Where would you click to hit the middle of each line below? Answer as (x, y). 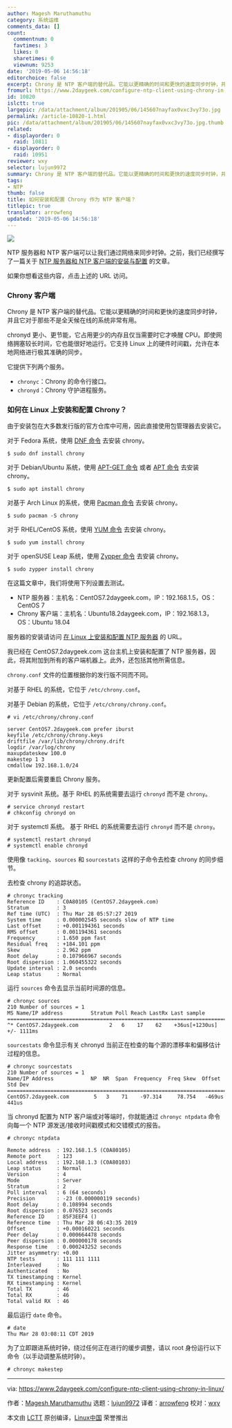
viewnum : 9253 (33, 65)
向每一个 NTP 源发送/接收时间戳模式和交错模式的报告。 (86, 1125)
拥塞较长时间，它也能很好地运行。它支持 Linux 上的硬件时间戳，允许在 (113, 343)
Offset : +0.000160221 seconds (66, 1229)
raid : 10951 (31, 155)
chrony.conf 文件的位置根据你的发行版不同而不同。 (79, 675)
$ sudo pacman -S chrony (43, 516)
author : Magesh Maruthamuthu (49, 13)
